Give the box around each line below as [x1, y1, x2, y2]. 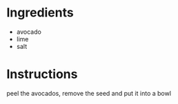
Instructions [6, 67, 78, 82]
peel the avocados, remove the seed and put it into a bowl [6, 89, 172, 97]
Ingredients [6, 5, 74, 21]
